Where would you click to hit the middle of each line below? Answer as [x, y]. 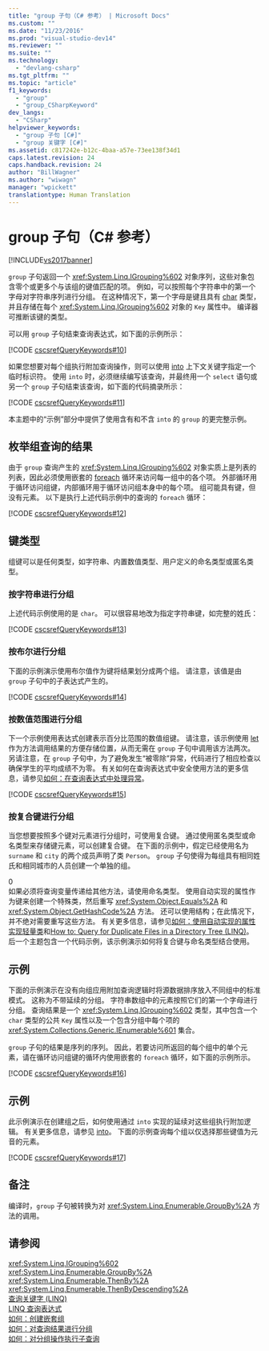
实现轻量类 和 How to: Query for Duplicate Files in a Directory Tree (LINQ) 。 [131, 931]
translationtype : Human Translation [69, 195]
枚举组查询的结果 [50, 446]
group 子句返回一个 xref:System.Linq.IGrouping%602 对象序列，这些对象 [128, 276]
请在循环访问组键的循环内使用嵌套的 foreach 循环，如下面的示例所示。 [138, 1057]
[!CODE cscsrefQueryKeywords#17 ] [67, 1158]
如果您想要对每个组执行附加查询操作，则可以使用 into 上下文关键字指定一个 [132, 366]
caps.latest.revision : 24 [51, 157]
